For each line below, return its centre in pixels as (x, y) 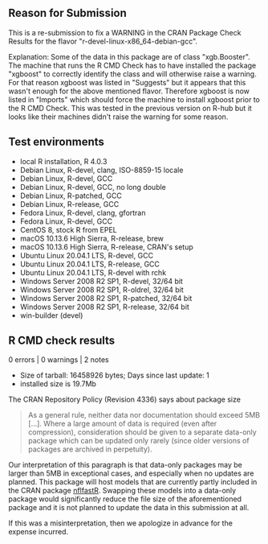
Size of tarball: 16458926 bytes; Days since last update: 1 (115, 375)
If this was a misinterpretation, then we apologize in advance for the (120, 523)
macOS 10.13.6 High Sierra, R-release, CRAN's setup (107, 247)
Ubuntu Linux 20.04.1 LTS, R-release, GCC (90, 264)
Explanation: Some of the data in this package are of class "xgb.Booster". (129, 56)
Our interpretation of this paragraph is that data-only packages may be (126, 465)
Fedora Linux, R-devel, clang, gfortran (83, 212)
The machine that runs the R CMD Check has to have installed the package (132, 65)
